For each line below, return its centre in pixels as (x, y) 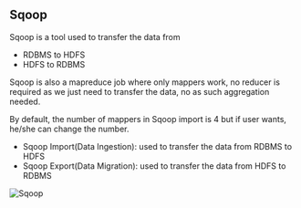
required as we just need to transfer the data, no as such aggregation (140, 91)
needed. (25, 101)
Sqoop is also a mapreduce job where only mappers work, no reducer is (145, 82)
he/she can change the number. (69, 129)
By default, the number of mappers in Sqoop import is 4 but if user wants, (148, 119)
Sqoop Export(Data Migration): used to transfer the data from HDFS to (154, 166)
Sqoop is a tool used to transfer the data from (95, 36)
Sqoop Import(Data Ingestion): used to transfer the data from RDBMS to (157, 146)
